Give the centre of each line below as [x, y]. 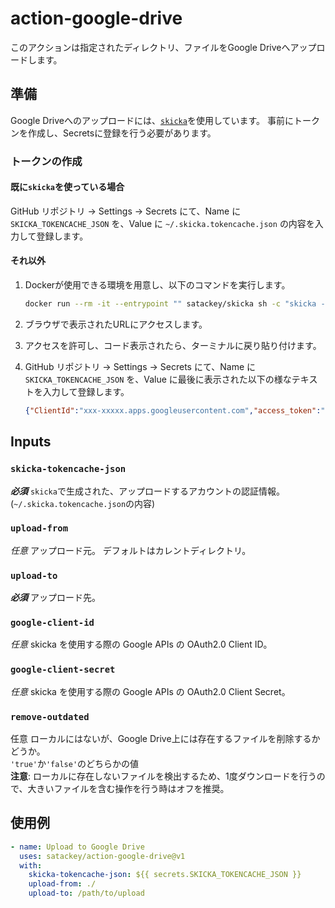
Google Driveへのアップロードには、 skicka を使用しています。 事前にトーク [165, 120]
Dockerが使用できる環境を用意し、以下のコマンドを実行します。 [157, 285]
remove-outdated [50, 716]
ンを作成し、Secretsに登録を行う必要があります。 [113, 133]
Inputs [31, 442]
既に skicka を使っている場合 [67, 187]
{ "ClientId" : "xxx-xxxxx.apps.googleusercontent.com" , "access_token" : [173, 410]
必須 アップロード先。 [55, 598]
